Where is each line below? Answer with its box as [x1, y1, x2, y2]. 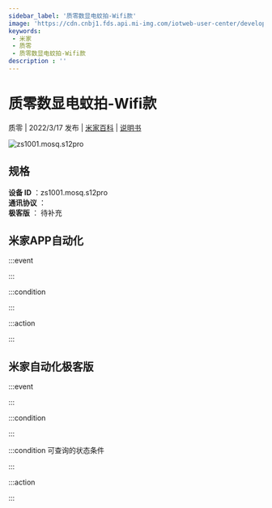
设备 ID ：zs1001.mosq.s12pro [8, 187, 108, 197]
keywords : [8, 27, 42, 35]
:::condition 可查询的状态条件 [8, 446, 105, 455]
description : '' [8, 58, 67, 66]
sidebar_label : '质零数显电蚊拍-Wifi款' [8, 11, 137, 20]
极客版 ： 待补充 [8, 207, 62, 217]
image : [8, 19, 31, 28]
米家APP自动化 [8, 234, 83, 248]
